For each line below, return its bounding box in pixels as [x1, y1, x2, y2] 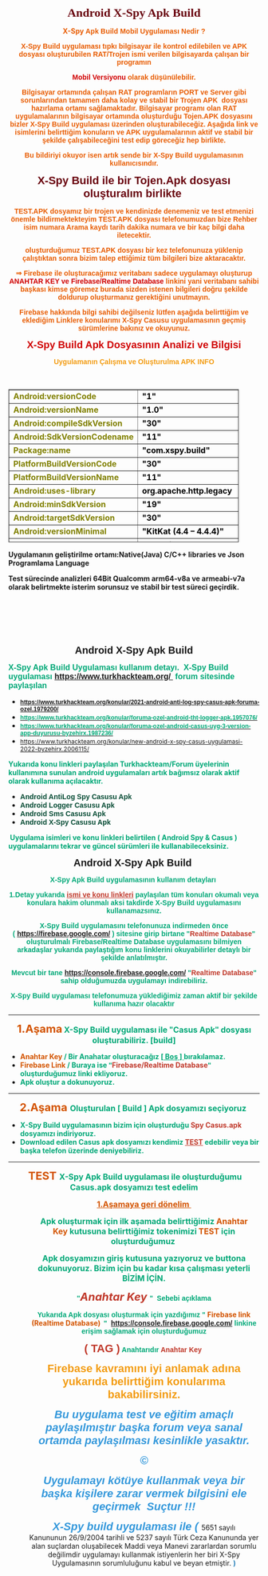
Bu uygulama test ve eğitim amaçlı [54, 1407, 234, 1421]
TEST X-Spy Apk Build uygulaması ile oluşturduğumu [27, 1168, 242, 1182]
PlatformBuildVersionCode [13, 458, 117, 469]
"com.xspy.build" [142, 444, 211, 455]
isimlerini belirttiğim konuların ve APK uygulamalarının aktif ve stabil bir [14, 127, 254, 137]
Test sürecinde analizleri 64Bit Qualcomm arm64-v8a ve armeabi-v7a [8, 574, 246, 583]
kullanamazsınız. [106, 906, 162, 915]
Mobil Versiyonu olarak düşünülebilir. [72, 72, 196, 82]
